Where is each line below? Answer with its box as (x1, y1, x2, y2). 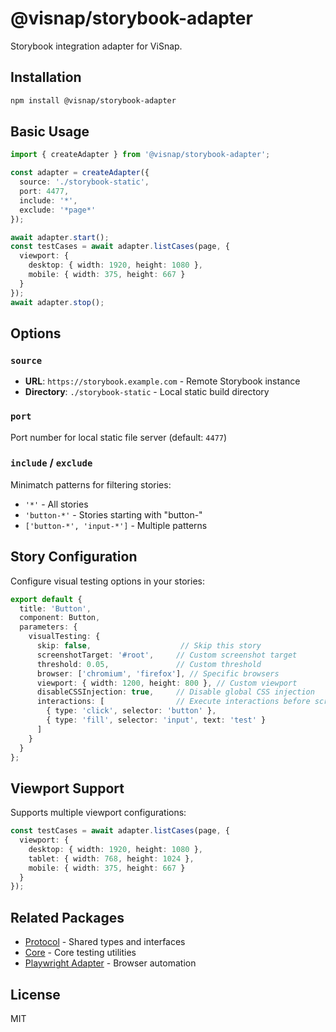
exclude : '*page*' (19, 205, 97, 215)
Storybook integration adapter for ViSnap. (10, 40, 183, 52)
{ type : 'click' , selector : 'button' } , (46, 706, 217, 716)
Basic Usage (10, 123, 90, 141)
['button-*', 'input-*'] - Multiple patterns (24, 519, 208, 531)
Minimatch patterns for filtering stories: (10, 478, 172, 491)
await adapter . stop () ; (10, 297, 105, 307)
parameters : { (19, 622, 78, 632)
